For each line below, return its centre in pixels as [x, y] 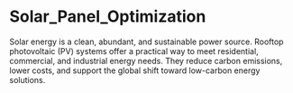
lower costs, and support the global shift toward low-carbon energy [135, 70]
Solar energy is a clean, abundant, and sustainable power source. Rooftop [146, 42]
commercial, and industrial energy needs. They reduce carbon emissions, [146, 60]
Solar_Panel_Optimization [108, 17]
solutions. [27, 79]
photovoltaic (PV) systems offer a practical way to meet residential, [134, 51]
